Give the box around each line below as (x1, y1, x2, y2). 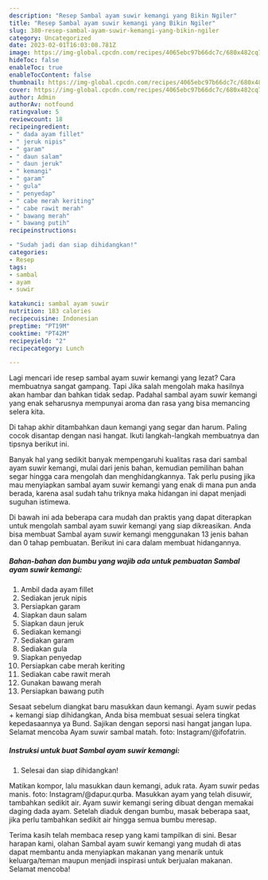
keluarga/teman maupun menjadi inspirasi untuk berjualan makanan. (9, 856, 233, 866)
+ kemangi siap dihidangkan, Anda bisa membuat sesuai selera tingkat (9, 710, 240, 720)
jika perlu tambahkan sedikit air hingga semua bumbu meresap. (9, 815, 217, 825)
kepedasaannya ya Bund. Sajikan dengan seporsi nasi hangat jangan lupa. (9, 719, 252, 729)
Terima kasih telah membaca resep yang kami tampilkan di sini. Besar (9, 831, 237, 840)
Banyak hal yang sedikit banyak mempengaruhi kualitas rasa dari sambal (9, 455, 247, 465)
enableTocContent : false (9, 71, 91, 79)
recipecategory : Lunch (9, 344, 84, 352)
